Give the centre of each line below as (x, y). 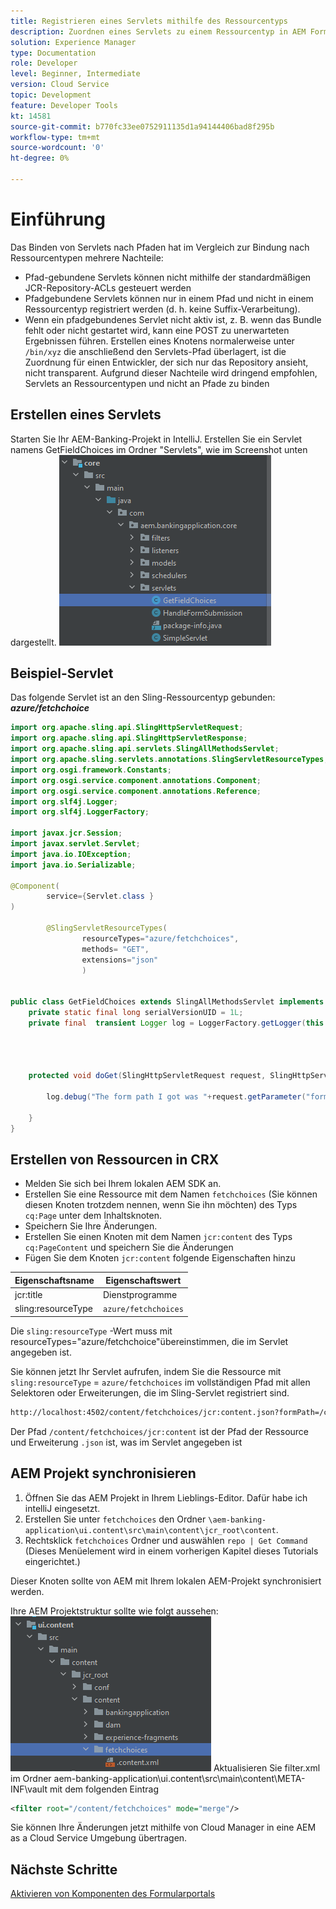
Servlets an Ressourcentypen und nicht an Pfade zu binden (147, 383)
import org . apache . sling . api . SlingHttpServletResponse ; (129, 738)
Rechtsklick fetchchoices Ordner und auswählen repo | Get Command (166, 1540)
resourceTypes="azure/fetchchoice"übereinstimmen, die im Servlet (149, 1341)
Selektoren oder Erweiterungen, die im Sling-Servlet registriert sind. (150, 1392)
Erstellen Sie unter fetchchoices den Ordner (115, 1519)
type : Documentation (53, 53)
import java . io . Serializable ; (73, 865)
